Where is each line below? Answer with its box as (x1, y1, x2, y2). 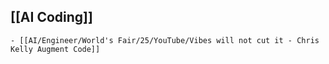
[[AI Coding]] (10, 9, 93, 26)
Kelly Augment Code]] (10, 44, 101, 54)
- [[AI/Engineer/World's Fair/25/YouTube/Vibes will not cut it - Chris (10, 35, 320, 45)
